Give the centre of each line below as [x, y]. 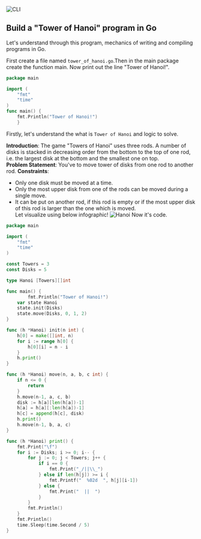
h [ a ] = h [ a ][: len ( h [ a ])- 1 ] [51, 408]
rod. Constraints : [28, 171]
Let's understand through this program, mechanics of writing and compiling [100, 43]
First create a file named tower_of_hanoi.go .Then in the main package [92, 61]
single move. [31, 195]
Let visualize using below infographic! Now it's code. [91, 215]
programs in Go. [26, 49]
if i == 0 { [53, 464]
